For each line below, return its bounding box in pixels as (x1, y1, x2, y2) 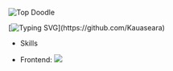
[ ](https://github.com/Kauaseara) (8, 23, 165, 32)
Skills (19, 38, 39, 48)
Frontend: (19, 55, 52, 64)
